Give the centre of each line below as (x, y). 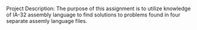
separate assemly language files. (47, 21)
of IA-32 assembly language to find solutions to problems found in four (93, 15)
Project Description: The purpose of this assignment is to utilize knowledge (98, 9)
